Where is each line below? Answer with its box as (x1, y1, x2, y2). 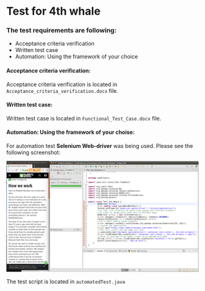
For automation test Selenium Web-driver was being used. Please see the (6, 142, 193, 150)
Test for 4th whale (6, 4, 101, 18)
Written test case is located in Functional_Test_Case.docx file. (6, 114, 162, 122)
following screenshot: (6, 149, 61, 157)
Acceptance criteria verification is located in (6, 81, 118, 88)
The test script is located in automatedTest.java (6, 278, 126, 285)
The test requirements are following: (6, 26, 117, 35)
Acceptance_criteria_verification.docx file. (6, 87, 118, 94)
